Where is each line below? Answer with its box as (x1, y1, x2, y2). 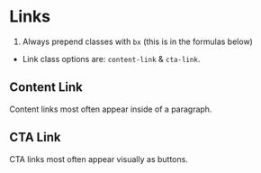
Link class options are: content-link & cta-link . (22, 53, 201, 64)
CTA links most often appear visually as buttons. (9, 153, 189, 164)
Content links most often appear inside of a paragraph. (9, 104, 212, 114)
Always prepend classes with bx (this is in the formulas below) (22, 36, 254, 47)
